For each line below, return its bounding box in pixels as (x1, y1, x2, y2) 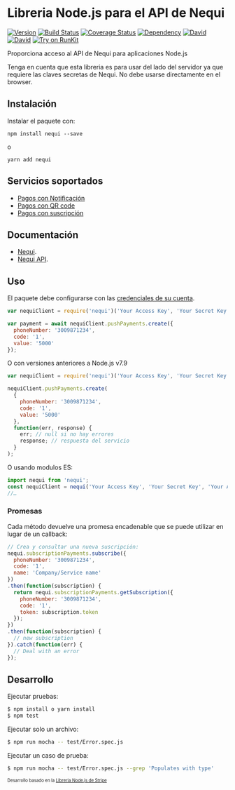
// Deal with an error (13, 648, 80, 655)
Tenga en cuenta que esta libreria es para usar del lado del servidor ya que (7, 62, 224, 71)
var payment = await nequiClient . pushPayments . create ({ (7, 321, 173, 328)
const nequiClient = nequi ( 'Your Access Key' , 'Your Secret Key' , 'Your (7, 483, 224, 490)
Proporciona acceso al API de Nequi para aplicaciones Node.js (7, 49, 187, 58)
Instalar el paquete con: (7, 116, 76, 125)
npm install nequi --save (7, 130, 83, 138)
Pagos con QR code (17, 201, 76, 210)
